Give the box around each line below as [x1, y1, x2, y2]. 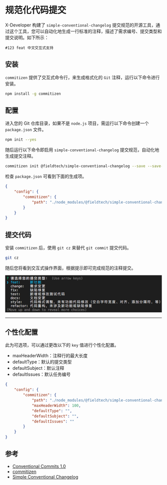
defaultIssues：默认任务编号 [12, 371, 71, 377]
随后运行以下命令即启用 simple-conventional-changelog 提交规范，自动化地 [5, 147, 160, 153]
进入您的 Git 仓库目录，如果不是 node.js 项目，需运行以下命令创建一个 [5, 120, 149, 126]
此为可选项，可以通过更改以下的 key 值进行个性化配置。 [5, 342, 119, 348]
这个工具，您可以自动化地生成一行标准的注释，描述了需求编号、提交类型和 [9, 28, 162, 34]
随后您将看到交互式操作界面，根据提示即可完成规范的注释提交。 [5, 265, 136, 271]
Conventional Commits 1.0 [12, 463, 66, 469]
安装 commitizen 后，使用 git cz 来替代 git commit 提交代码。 [5, 245, 132, 251]
